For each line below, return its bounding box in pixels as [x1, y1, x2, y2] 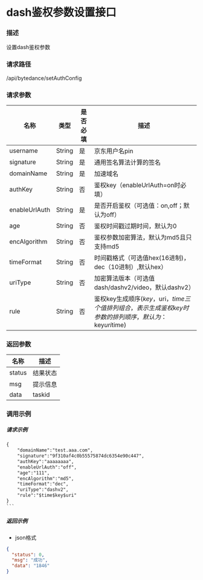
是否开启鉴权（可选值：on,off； [94, 201, 184, 210]
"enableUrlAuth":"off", [17, 464, 77, 470]
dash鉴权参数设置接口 [6, 5, 117, 19]
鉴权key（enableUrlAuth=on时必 [94, 181, 187, 190]
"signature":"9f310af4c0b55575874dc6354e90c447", [17, 453, 145, 459]
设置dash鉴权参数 [6, 44, 51, 51]
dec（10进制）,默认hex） [94, 263, 167, 272]
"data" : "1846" [11, 563, 50, 569]
